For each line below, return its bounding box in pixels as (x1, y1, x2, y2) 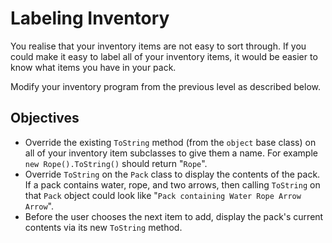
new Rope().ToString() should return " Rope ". (24, 157, 208, 169)
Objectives (10, 110, 80, 127)
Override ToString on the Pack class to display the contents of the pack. (24, 168, 321, 180)
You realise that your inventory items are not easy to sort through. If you (10, 40, 307, 52)
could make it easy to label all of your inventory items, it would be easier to (10, 50, 318, 62)
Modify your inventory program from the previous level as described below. (10, 80, 321, 92)
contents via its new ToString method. (24, 221, 183, 233)
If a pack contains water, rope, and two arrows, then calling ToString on (24, 178, 321, 191)
